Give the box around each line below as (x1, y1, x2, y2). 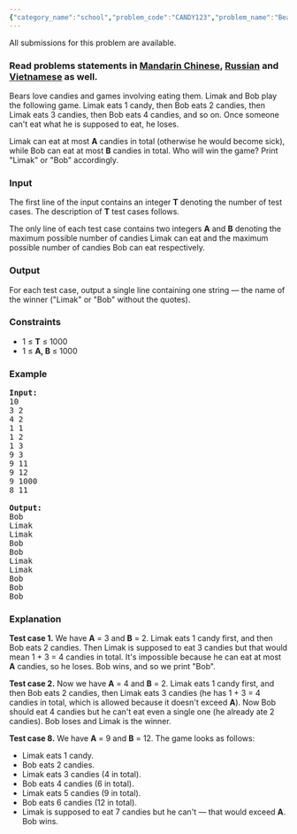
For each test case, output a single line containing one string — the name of (9, 284, 286, 295)
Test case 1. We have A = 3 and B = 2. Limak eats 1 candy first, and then (9, 633, 274, 644)
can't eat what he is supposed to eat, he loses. (9, 119, 179, 129)
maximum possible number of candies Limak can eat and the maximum (9, 233, 269, 243)
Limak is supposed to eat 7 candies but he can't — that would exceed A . (21, 807, 286, 817)
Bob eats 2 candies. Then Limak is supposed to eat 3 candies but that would (9, 643, 288, 653)
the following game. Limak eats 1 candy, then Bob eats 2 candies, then (9, 99, 266, 111)
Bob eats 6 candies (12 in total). (21, 798, 137, 808)
